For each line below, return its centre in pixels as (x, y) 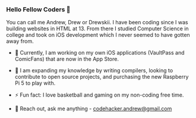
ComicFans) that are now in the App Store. (67, 59)
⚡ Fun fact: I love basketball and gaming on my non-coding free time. (99, 95)
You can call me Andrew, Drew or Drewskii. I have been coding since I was (97, 23)
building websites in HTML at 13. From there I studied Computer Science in (97, 28)
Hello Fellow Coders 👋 (38, 9)
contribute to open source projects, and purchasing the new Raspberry (102, 77)
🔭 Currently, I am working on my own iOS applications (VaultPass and (99, 53)
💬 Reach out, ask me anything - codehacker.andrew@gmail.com (93, 109)
